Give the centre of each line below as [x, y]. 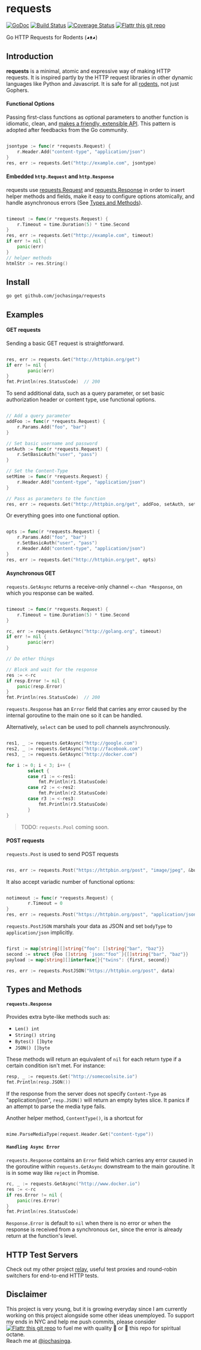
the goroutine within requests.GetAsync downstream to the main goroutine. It [100, 1166]
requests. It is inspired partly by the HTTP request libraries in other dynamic [100, 77]
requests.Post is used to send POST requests [63, 854]
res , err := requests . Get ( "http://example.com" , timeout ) [80, 236]
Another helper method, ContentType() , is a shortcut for [75, 1118]
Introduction [30, 57]
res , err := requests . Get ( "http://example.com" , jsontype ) [81, 163]
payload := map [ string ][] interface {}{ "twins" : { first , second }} [88, 960]
